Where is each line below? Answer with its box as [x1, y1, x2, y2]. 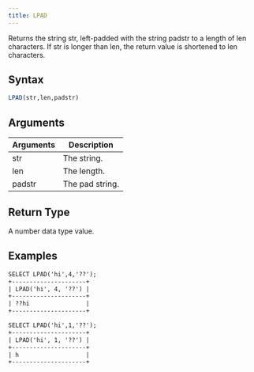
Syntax [8, 73, 44, 87]
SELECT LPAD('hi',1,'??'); [8, 321, 97, 329]
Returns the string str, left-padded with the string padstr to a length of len [8, 33, 247, 43]
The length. [62, 165, 105, 177]
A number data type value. [8, 226, 95, 236]
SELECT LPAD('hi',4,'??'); [8, 270, 97, 278]
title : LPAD [8, 11, 47, 20]
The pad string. [62, 179, 120, 190]
